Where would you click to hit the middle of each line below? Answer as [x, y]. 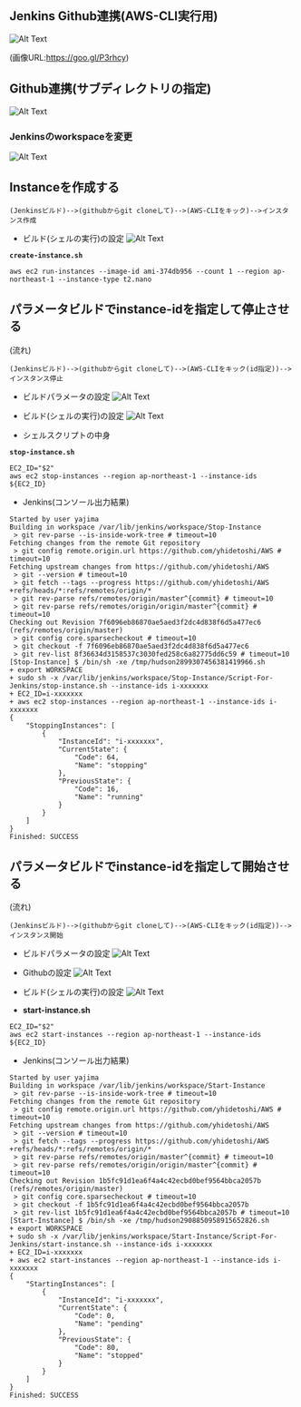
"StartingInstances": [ [71, 1285]
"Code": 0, [95, 1316]
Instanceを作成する [64, 187]
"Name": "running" [109, 796]
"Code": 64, [97, 757]
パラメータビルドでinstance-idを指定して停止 [137, 310]
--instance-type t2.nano [105, 279]
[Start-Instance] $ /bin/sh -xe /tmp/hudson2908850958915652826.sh [140, 1221]
